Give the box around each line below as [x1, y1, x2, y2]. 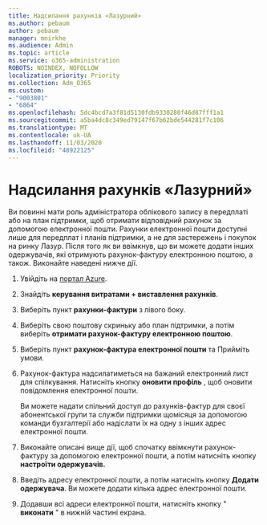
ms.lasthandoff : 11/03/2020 [8, 138, 103, 147]
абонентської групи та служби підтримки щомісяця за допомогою [19, 410, 248, 420]
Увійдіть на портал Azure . [19, 274, 107, 283]
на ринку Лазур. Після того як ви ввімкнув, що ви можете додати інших [8, 242, 254, 251]
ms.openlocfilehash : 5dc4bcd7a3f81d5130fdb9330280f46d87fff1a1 [8, 109, 225, 117]
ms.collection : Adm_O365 [8, 79, 91, 87]
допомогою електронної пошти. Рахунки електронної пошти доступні [8, 224, 248, 234]
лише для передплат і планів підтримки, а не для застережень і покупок [8, 233, 257, 242]
